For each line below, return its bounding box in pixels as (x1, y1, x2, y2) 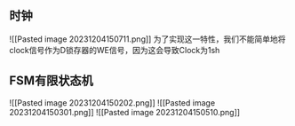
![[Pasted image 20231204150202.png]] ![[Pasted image (9, 97, 216, 108)
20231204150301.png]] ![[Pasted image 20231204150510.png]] (9, 106, 241, 117)
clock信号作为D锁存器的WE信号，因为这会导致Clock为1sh (9, 44, 220, 55)
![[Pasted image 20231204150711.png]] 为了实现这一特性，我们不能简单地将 (9, 34, 286, 44)
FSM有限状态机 (9, 74, 93, 89)
